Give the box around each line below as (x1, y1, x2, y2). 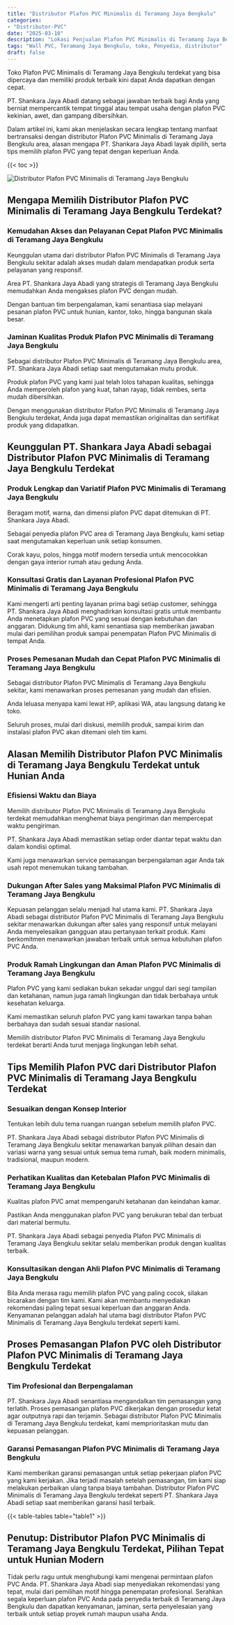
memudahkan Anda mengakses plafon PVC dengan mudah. (7, 287, 178, 295)
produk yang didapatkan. (7, 421, 79, 429)
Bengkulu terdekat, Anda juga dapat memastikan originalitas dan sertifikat (7, 413, 219, 422)
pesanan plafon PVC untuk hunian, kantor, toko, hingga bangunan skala (7, 308, 212, 316)
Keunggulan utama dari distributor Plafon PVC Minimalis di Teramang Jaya (7, 250, 221, 259)
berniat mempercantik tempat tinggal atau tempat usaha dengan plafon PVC (7, 104, 226, 112)
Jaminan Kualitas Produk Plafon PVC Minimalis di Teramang (7, 332, 214, 342)
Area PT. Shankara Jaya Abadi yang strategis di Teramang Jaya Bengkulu (7, 279, 219, 287)
